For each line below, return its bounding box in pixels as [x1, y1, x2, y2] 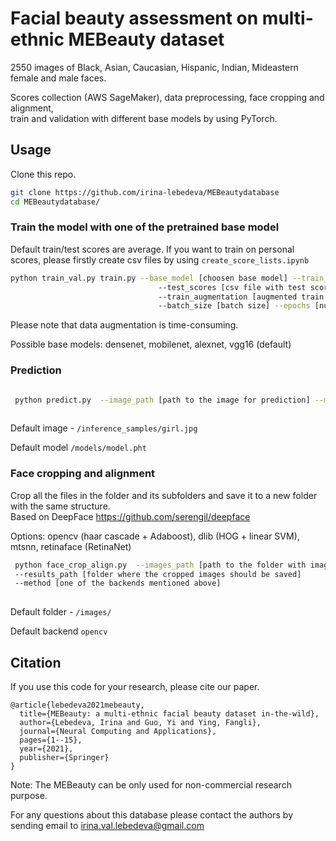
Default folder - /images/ [10, 606, 112, 618]
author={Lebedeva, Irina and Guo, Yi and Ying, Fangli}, [19, 717, 262, 727]
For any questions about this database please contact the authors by [10, 808, 294, 821]
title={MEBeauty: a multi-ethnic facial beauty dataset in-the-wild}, [19, 708, 320, 719]
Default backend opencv [10, 625, 108, 637]
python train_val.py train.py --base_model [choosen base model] [10, 273, 288, 283]
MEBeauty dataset [68, 28, 225, 51]
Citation [10, 654, 62, 671]
